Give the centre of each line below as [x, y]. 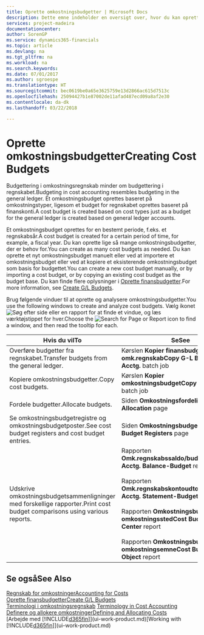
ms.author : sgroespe [32, 80]
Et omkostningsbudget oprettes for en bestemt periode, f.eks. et [87, 230]
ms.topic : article [29, 46]
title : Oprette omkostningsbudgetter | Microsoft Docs [77, 12]
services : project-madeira [40, 23]
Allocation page [144, 409]
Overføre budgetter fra [42, 351]
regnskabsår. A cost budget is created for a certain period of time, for [93, 236]
